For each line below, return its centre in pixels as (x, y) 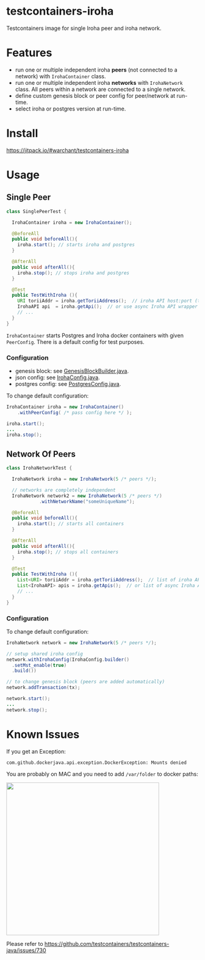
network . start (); (28, 699)
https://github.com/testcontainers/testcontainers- (107, 944)
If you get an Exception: (36, 751)
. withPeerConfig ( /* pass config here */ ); (75, 413)
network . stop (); (27, 710)
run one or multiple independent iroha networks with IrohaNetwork (99, 82)
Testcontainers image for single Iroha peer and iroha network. (84, 28)
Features (29, 53)
